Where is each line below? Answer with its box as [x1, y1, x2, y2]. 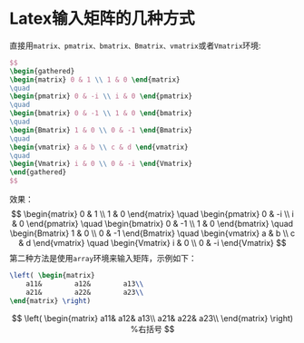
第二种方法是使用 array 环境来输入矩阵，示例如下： [9, 253, 197, 264]
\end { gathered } [9, 168, 67, 177]
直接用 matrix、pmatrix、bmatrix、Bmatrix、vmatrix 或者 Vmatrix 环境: [9, 40, 261, 51]
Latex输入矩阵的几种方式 [9, 8, 195, 29]
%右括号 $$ [130, 323, 175, 334]
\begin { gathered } [9, 66, 75, 75]
